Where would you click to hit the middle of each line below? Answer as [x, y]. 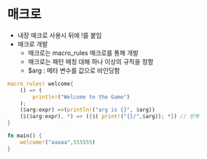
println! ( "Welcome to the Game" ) [81, 97]
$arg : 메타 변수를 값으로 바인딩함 [74, 70]
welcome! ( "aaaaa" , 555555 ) [58, 142]
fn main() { [25, 136]
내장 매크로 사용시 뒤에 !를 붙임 [59, 35]
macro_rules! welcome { [40, 84]
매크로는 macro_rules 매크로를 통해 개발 [83, 53]
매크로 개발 [33, 44]
